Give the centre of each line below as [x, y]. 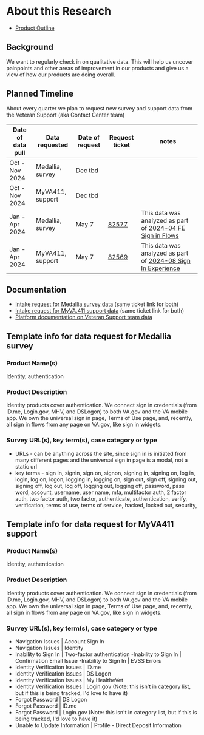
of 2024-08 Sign [166, 260]
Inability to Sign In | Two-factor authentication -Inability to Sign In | [98, 654]
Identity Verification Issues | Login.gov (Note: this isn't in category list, [103, 686]
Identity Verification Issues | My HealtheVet [69, 680]
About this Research [59, 11]
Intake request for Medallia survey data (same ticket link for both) [97, 304]
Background [30, 47]
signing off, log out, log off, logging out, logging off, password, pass [100, 486]
